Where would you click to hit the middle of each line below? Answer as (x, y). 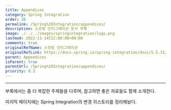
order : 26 (16, 19)
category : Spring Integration (37, 15)
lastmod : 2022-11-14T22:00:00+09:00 (44, 39)
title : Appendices (25, 10)
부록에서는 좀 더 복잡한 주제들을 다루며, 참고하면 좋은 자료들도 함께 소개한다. (81, 91)
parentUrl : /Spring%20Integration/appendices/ (55, 66)
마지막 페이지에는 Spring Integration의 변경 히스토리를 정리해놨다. (71, 102)
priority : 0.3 (20, 71)
